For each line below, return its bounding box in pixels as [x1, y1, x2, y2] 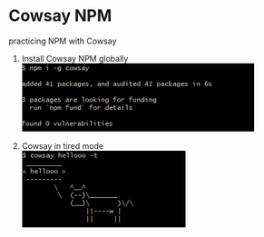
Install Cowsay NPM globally [21, 53, 129, 64]
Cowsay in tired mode [21, 140, 104, 151]
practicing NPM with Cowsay [8, 35, 117, 46]
